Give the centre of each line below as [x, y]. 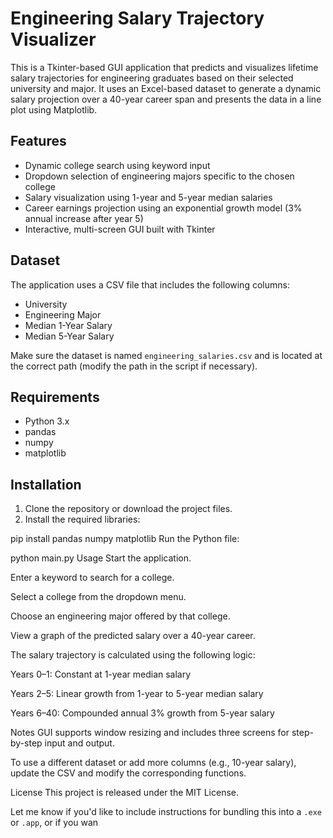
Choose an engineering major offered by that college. [120, 616]
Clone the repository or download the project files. [128, 509]
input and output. [79, 743]
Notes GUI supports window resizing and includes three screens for [150, 733]
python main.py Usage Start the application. [101, 558]
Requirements [55, 397]
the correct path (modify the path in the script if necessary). [134, 366]
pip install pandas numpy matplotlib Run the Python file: [125, 539]
